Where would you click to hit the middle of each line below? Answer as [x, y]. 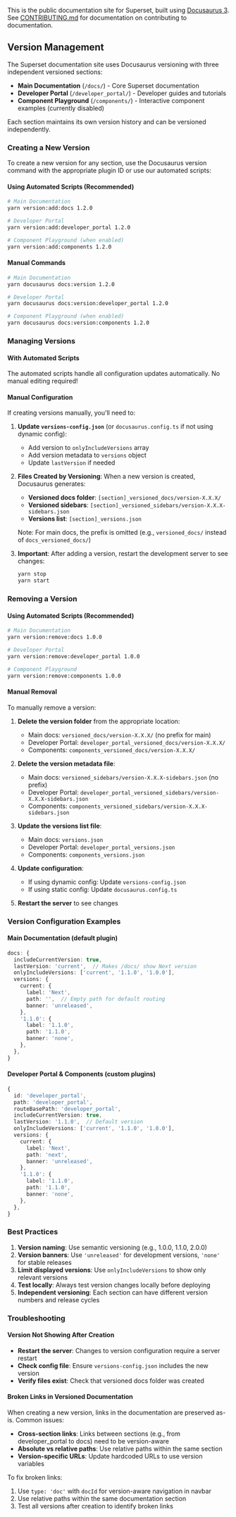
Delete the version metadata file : [66, 763]
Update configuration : [50, 868]
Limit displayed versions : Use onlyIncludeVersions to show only [112, 1270]
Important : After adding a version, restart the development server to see [123, 554]
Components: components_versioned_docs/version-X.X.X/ [112, 750]
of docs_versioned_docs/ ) [54, 540]
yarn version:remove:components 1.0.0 [64, 676]
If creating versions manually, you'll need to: [72, 413]
